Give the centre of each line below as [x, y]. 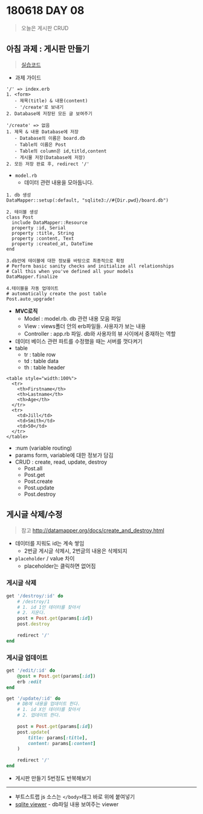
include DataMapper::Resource [50, 222]
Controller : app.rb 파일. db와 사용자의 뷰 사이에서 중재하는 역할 [100, 333]
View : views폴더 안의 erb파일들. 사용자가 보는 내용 [85, 326]
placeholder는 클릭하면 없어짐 [60, 566]
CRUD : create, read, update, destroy [61, 462]
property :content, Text [43, 238]
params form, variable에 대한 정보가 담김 [64, 455]
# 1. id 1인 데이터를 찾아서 [49, 607]
